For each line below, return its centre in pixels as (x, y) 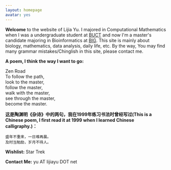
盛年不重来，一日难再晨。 (28, 137)
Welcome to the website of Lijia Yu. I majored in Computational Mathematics (86, 29)
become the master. (26, 103)
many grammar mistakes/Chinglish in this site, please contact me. (75, 51)
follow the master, (24, 87)
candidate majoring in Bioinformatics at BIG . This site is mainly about (77, 40)
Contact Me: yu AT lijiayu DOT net (41, 161)
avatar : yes (18, 15)
